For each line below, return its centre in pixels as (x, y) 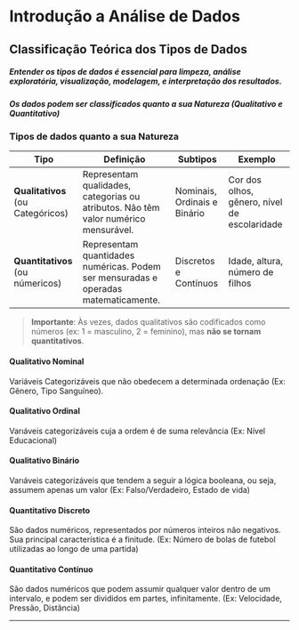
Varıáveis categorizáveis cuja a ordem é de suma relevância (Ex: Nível (137, 431)
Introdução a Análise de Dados (125, 16)
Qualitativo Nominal (47, 361)
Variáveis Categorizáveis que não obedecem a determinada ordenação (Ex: (148, 381)
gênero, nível (255, 202)
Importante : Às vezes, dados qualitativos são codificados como (148, 322)
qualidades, (107, 186)
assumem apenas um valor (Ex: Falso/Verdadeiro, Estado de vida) (130, 489)
